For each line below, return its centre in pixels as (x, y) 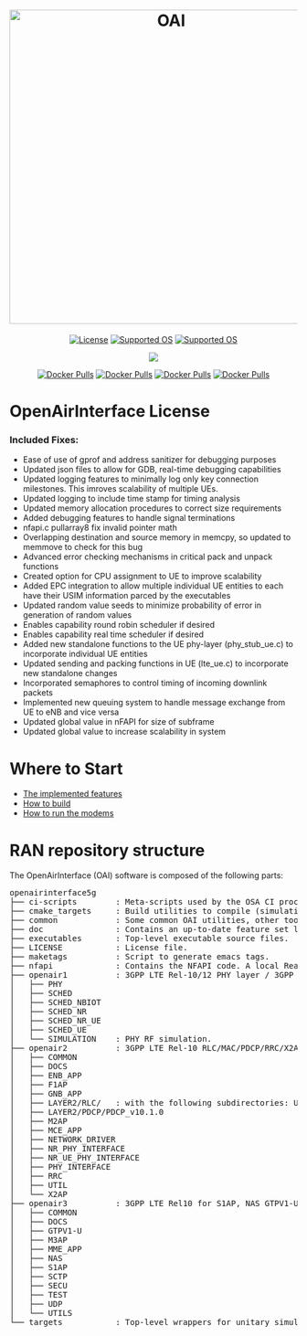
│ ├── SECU (39, 1286)
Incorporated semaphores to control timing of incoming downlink (145, 683)
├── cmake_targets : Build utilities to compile (130, 911)
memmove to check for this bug (83, 547)
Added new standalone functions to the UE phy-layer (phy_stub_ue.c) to (158, 644)
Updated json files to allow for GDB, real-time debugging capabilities (152, 470)
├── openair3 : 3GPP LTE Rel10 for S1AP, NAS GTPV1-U (154, 1203)
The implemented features (73, 794)
